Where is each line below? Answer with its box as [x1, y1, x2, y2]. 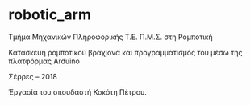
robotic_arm [8, 6, 91, 24]
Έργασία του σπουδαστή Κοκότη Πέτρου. [8, 87, 148, 97]
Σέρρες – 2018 [8, 71, 58, 81]
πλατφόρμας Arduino [8, 56, 81, 66]
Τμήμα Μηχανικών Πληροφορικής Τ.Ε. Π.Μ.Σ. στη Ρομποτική [8, 32, 213, 42]
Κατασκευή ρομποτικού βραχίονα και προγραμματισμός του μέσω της [8, 47, 243, 57]
